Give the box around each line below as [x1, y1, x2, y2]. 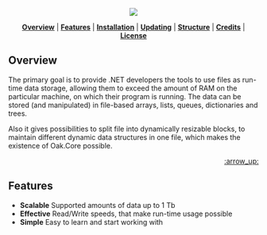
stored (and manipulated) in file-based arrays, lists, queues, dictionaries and [8, 100, 258, 110]
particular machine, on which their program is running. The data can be [8, 91, 242, 101]
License [120, 31, 147, 40]
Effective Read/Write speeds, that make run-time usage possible [19, 209, 233, 218]
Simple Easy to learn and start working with [19, 217, 164, 226]
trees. [8, 108, 28, 118]
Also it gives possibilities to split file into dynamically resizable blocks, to [8, 124, 246, 133]
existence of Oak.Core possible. [8, 141, 113, 150]
